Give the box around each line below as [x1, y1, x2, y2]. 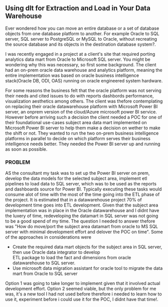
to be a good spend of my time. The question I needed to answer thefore [5, 218, 155, 224]
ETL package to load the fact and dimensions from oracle [12, 255, 131, 261]
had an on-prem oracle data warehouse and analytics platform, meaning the [5, 67, 162, 73]
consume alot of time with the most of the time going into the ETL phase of [5, 191, 160, 197]
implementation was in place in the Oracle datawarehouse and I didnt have [5, 208, 159, 214]
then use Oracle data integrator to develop [12, 249, 100, 255]
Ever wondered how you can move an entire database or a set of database [5, 25, 159, 31]
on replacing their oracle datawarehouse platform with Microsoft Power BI [5, 103, 158, 110]
